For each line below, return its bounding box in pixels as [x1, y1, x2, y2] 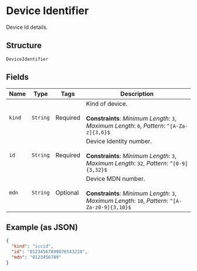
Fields [6, 72, 29, 82]
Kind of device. [86, 99, 128, 108]
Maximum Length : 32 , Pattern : [86, 159, 169, 167]
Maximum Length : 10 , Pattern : [86, 196, 169, 205]
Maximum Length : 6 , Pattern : [86, 122, 165, 130]
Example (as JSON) [6, 222, 78, 232]
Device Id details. [6, 24, 48, 31]
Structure [6, 41, 42, 51]
